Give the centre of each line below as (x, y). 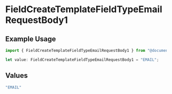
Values (17, 75)
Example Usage (31, 39)
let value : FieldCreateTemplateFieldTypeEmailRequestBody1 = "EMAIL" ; (82, 59)
